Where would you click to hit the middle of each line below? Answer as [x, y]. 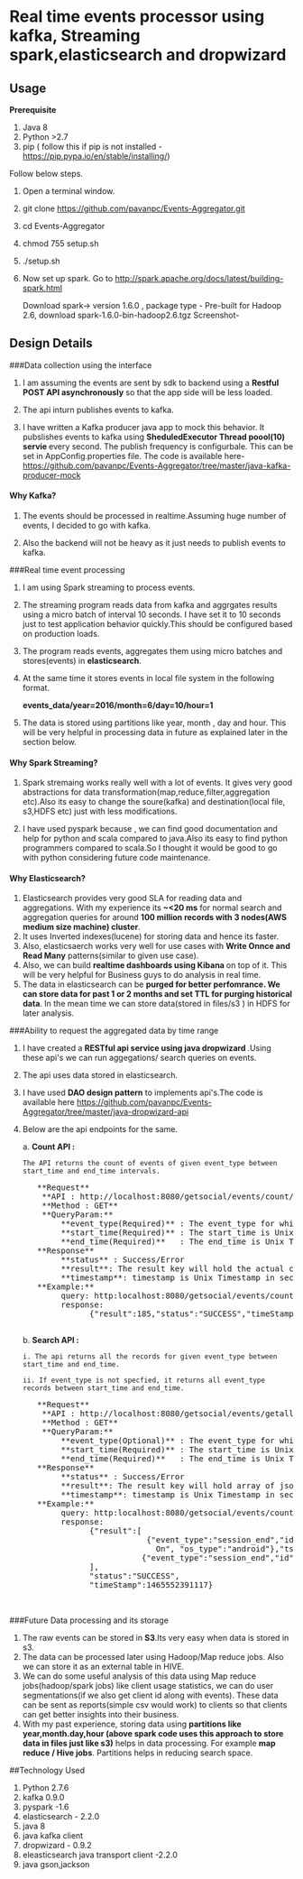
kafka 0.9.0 [43, 1798]
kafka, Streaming [75, 36]
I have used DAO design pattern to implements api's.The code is [142, 1092]
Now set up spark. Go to [68, 278]
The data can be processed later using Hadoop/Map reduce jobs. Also [153, 1657]
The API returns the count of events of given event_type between [150, 1164]
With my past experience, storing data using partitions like [132, 1724]
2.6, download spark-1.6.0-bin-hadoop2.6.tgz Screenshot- [131, 315]
